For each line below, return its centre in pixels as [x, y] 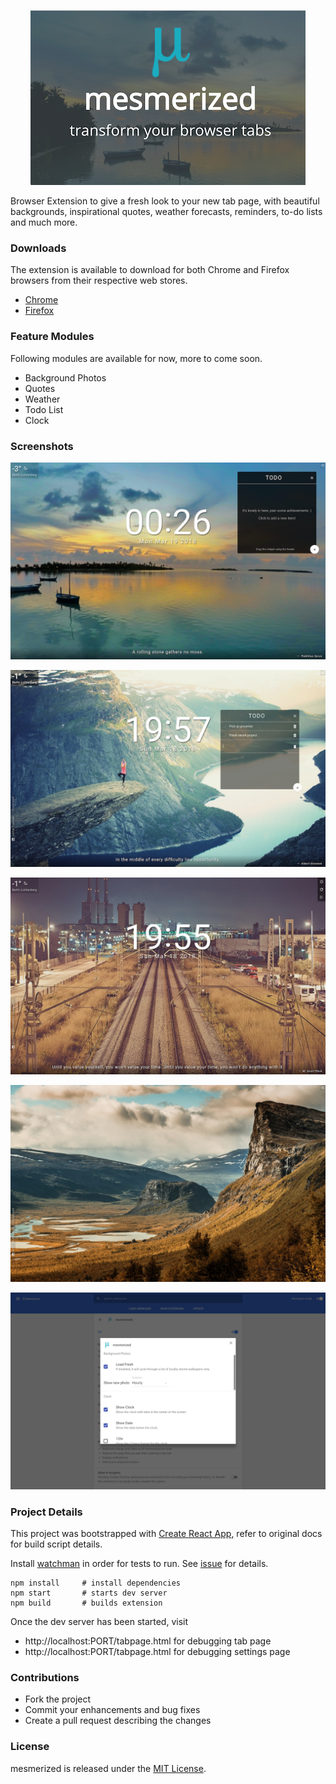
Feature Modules [52, 337]
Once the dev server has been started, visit [99, 1622]
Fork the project [58, 1699]
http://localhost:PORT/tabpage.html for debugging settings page [157, 1652]
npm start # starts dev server [89, 1593]
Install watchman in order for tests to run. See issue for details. [139, 1564]
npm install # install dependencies [96, 1583]
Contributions [45, 1678]
